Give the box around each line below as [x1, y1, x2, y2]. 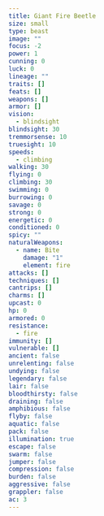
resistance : [8, 322, 49, 330]
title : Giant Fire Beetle [8, 11, 96, 20]
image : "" [8, 34, 42, 43]
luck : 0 [8, 65, 35, 73]
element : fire [23, 261, 71, 269]
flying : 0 [8, 171, 42, 179]
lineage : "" [8, 72, 49, 80]
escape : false [8, 442, 57, 451]
